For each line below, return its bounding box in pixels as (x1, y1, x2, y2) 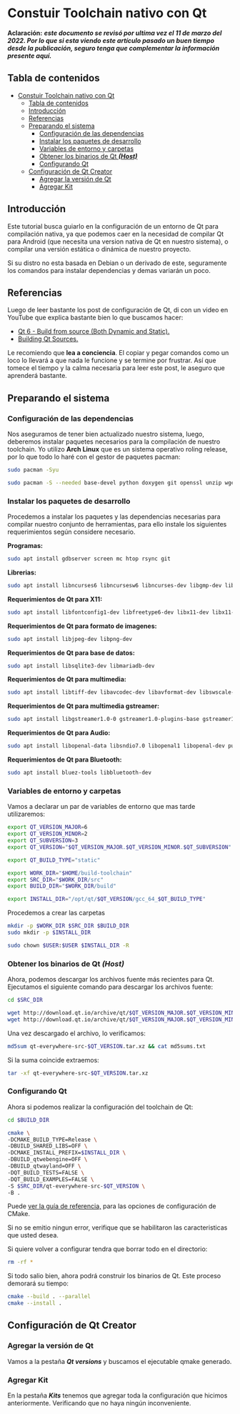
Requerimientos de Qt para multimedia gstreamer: (7, 702, 159, 710)
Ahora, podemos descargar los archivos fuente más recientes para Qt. (7, 975, 214, 984)
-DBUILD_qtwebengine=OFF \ (7, 1156, 88, 1163)
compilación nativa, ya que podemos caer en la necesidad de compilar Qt (7, 229, 224, 238)
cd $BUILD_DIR (7, 1116, 50, 1123)
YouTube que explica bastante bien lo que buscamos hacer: (7, 313, 184, 322)
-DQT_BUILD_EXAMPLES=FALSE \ (7, 1175, 94, 1183)
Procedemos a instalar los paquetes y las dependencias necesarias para (7, 512, 221, 521)
